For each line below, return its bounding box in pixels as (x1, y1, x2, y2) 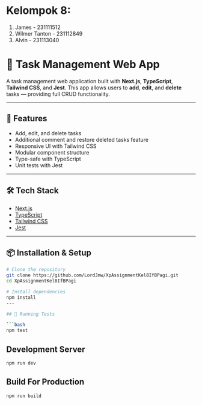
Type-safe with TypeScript (14, 155, 81, 162)
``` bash (6, 322, 26, 328)
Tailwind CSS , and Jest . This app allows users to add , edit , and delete (6, 84, 182, 91)
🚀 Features (6, 113, 47, 124)
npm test (6, 327, 28, 334)
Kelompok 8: (6, 4, 71, 18)
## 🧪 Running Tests (6, 311, 55, 317)
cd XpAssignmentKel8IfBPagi (6, 278, 77, 284)
